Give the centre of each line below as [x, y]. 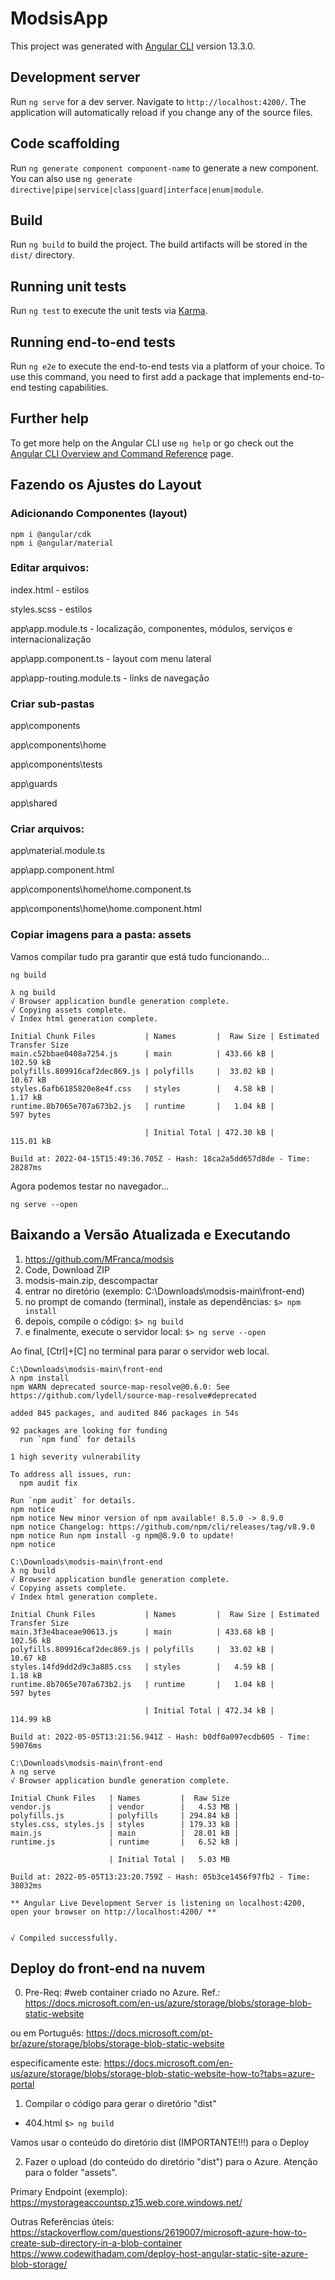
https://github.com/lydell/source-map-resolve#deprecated [133, 1395]
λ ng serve [33, 1772]
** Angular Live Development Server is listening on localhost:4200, [158, 1903]
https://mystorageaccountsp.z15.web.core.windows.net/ [126, 2203]
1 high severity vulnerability [75, 1457]
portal [22, 2084]
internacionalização [51, 639]
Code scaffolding [65, 143]
